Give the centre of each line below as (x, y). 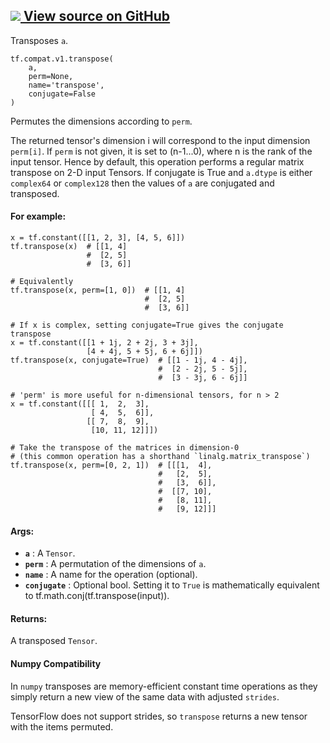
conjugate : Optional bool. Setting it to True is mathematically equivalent (172, 585)
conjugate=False (62, 94)
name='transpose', (66, 85)
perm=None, (51, 76)
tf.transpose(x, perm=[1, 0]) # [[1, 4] (98, 290)
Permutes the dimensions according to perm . (101, 121)
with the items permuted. (62, 726)
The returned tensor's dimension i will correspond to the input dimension (160, 140)
